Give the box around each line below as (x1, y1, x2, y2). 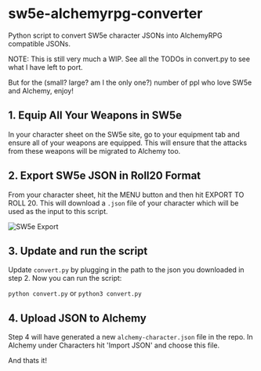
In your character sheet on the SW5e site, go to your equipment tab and (8, 129, 241, 139)
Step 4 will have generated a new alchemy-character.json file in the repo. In (8, 333, 253, 342)
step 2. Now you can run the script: (8, 274, 122, 283)
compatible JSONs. (8, 38, 71, 48)
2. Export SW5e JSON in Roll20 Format (8, 169, 201, 183)
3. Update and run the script (8, 244, 148, 257)
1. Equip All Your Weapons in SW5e (8, 109, 183, 122)
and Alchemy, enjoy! (8, 85, 74, 95)
